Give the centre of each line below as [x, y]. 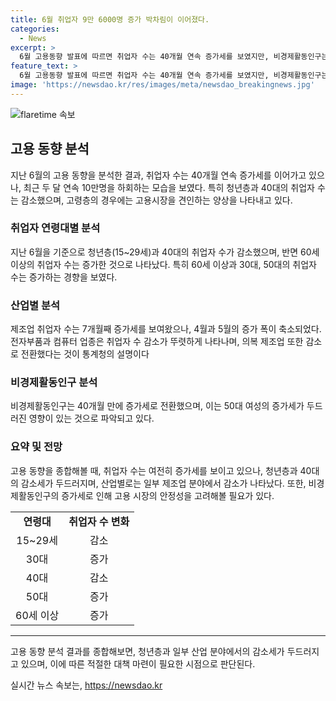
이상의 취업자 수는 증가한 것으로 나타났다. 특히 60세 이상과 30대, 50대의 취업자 [163, 264]
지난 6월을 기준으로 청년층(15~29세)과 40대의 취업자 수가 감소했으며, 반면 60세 [165, 252]
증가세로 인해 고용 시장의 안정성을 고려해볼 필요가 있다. [168, 495]
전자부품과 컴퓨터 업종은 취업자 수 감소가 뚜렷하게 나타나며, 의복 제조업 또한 [157, 342]
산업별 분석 [35, 305]
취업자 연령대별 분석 [55, 228]
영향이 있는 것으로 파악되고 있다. [91, 418]
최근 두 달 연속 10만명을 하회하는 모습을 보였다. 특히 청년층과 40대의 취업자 [169, 187]
